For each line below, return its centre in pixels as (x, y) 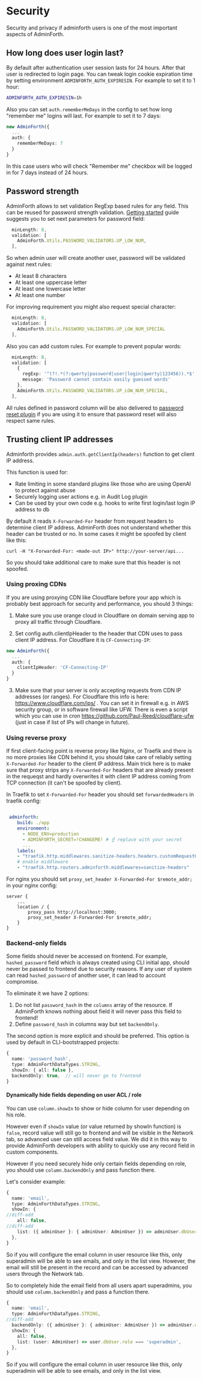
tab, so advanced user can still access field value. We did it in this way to (97, 1139)
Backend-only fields (37, 943)
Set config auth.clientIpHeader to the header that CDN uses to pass (99, 633)
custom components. (32, 1152)
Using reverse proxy (36, 738)
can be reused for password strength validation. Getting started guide (93, 212)
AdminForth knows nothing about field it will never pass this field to (98, 1011)
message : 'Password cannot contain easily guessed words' (96, 380)
